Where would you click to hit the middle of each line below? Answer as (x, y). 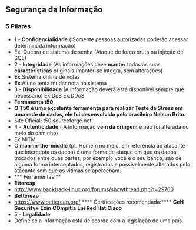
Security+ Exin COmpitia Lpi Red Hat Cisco (68, 208)
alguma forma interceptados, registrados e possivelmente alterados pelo (102, 164)
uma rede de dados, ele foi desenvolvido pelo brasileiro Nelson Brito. (100, 114)
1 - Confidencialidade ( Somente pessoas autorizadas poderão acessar (101, 39)
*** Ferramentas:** (37, 176)
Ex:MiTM (25, 139)
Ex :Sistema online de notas (47, 76)
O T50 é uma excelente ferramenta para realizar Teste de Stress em (98, 108)
